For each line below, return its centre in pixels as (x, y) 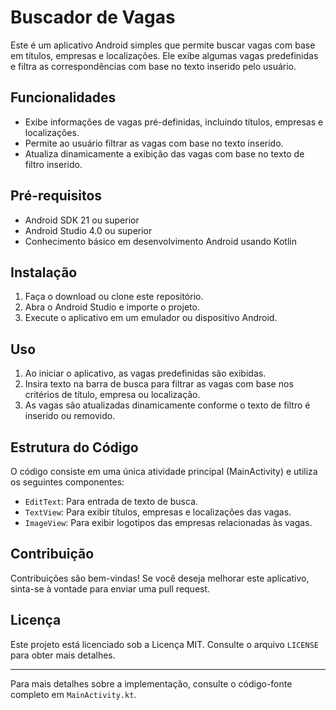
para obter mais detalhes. (63, 655)
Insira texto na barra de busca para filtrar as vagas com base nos (159, 384)
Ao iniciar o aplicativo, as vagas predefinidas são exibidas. (145, 373)
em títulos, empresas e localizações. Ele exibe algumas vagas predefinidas (164, 55)
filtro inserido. (53, 164)
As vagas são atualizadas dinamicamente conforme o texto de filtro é (167, 405)
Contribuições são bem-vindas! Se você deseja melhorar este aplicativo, (160, 578)
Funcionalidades (63, 97)
